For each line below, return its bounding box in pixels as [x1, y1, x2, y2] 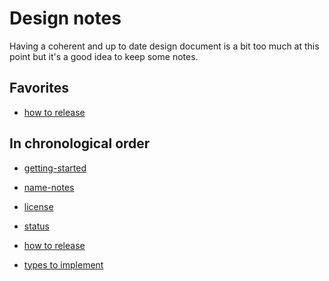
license [23, 200, 54, 212]
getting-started [23, 162, 87, 174]
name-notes [23, 181, 75, 193]
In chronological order [9, 135, 151, 152]
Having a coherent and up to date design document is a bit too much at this [9, 40, 320, 52]
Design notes [9, 7, 122, 30]
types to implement [23, 258, 104, 271]
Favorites [9, 80, 69, 97]
